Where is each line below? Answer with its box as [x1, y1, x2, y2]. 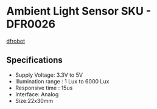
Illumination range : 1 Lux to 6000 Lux [15, 77, 110, 85]
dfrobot [6, 37, 26, 44]
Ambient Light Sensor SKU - [6, 4, 152, 18]
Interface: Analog [15, 90, 59, 98]
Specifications [6, 55, 63, 65]
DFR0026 [6, 17, 56, 31]
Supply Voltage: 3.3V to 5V [15, 71, 83, 79]
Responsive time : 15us [15, 84, 73, 91]
